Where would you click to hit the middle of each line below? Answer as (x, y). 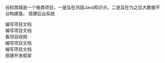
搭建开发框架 (18, 55)
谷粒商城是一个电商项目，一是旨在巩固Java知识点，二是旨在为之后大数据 (80, 7)
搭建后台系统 (42, 13)
